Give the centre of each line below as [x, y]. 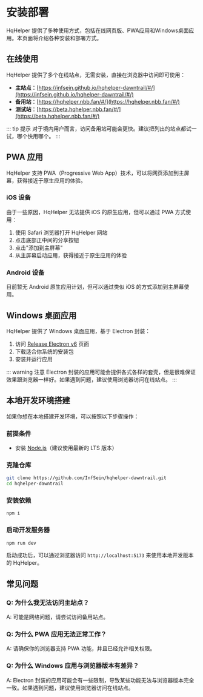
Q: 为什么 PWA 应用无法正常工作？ [57, 635]
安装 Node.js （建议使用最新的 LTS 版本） [66, 448]
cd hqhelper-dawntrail [35, 484]
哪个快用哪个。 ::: [38, 136]
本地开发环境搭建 [38, 401]
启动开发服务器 [28, 530]
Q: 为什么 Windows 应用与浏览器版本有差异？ [73, 666]
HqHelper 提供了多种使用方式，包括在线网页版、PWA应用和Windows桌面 [98, 30]
